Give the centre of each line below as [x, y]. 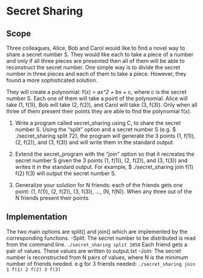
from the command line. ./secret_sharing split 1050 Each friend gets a [97, 244]
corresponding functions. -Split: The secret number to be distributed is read [101, 238]
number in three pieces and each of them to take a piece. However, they [96, 74]
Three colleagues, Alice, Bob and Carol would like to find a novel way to [96, 48]
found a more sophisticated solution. [52, 80]
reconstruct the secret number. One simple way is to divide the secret [93, 67]
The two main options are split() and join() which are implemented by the [97, 231]
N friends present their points [52, 198]
